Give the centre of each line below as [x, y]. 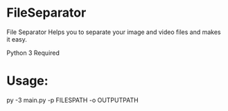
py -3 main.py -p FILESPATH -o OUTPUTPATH [73, 100]
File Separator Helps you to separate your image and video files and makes [114, 32]
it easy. [17, 39]
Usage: [28, 81]
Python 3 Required [33, 53]
